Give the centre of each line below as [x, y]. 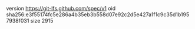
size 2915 [42, 21]
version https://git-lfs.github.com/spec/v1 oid [61, 8]
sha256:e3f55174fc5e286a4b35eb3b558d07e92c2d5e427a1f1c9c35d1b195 [98, 14]
